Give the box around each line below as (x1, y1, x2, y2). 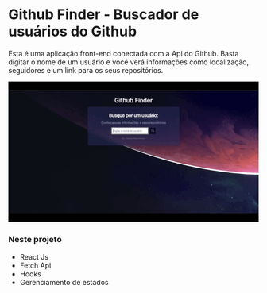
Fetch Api (19, 260, 52, 270)
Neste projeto (8, 234, 62, 245)
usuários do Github (8, 22, 137, 40)
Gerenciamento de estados (19, 277, 109, 287)
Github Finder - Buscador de (8, 6, 199, 24)
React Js (19, 252, 49, 261)
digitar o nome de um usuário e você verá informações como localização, (8, 57, 250, 67)
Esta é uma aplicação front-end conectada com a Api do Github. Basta (8, 48, 239, 58)
